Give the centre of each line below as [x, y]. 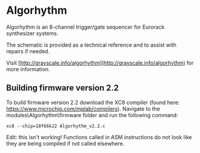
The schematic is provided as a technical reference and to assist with [91, 45]
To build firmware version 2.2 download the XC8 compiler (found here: [93, 102]
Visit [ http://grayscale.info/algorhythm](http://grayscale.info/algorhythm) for [100, 63]
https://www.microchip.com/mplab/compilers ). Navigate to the [83, 109]
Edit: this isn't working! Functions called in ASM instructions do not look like [99, 137]
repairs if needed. [28, 51]
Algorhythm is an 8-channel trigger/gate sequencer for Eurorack [85, 27]
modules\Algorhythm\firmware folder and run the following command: [92, 115]
